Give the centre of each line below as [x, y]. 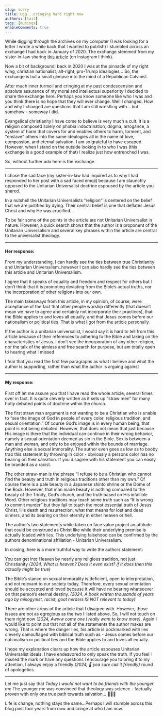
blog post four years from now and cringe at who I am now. [64, 708]
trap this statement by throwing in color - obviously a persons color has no [80, 454]
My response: [19, 382]
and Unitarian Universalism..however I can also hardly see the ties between [80, 267]
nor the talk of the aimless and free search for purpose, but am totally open [80, 347]
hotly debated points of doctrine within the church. [56, 403]
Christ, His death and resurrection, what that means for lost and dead [74, 510]
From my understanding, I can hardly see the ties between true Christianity [80, 262]
